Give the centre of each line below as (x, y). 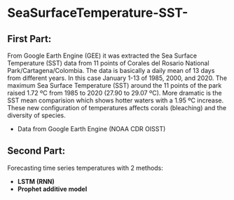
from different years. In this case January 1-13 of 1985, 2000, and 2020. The (117, 78)
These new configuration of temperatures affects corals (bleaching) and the (117, 108)
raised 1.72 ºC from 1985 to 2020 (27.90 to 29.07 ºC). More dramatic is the (115, 93)
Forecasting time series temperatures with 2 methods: (85, 168)
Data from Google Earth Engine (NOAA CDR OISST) (91, 129)
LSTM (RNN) (36, 181)
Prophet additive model (52, 189)
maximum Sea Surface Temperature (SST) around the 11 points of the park (115, 85)
